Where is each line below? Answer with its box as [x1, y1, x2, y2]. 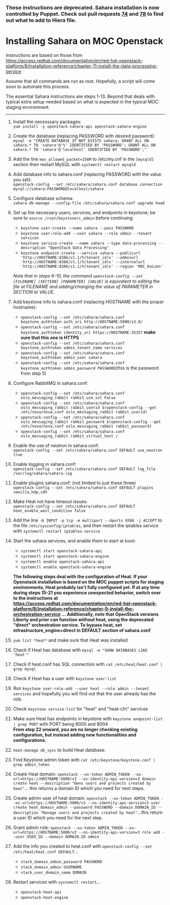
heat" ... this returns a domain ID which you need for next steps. [13, 785, 145, 791]
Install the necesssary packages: [13, 119, 82, 125]
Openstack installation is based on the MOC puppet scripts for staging [13, 579, 164, 585]
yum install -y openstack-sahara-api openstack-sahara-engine [13, 124, 147, 129]
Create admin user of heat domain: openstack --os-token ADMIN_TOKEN [13, 795, 159, 801]
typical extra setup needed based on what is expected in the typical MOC [6, 98, 158, 105]
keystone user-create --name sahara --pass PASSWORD [20, 225, 134, 230]
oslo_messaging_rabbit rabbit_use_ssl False [20, 395, 116, 400]
